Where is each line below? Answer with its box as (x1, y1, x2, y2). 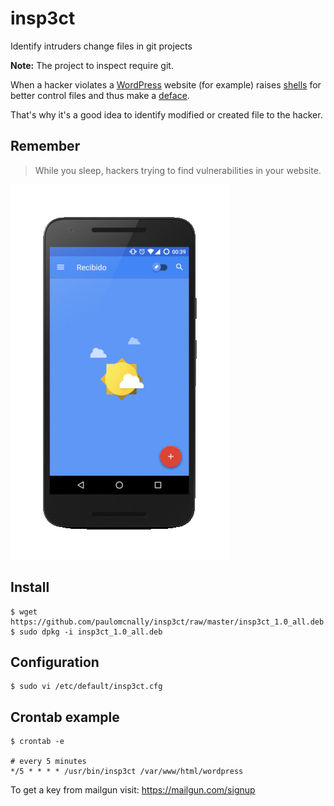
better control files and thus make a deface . (10, 89, 190, 101)
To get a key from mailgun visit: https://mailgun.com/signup (10, 784, 256, 796)
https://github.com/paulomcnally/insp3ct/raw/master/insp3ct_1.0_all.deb (10, 617, 325, 627)
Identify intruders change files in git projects (10, 40, 193, 52)
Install (10, 579, 50, 596)
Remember (10, 138, 81, 155)
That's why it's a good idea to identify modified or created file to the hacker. (10, 108, 323, 121)
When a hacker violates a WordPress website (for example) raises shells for (10, 78, 322, 91)
